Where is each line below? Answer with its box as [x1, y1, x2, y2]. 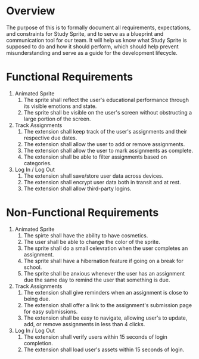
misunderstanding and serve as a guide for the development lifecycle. [6, 49, 178, 56]
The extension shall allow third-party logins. [23, 185, 132, 192]
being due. [23, 295, 51, 302]
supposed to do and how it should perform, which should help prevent [6, 43, 179, 50]
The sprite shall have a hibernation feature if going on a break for [23, 257, 184, 264]
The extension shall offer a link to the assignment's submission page [23, 301, 192, 308]
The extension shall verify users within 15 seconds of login [23, 333, 168, 341]
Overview [6, 4, 55, 18]
